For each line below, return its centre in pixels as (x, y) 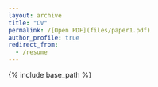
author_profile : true (44, 38)
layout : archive (35, 15)
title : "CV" (28, 23)
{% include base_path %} (50, 75)
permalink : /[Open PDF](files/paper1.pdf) (79, 30)
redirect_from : (33, 45)
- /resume (31, 52)
